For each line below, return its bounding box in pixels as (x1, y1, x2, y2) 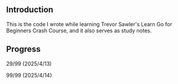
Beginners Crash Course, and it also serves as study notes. (6, 27, 152, 34)
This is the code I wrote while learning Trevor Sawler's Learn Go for (6, 20, 173, 27)
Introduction (6, 5, 54, 15)
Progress (6, 44, 41, 54)
